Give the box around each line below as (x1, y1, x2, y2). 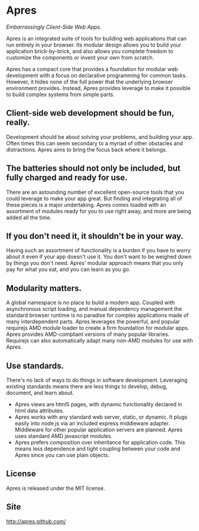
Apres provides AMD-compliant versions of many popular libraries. (6, 331, 170, 338)
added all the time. (6, 214, 52, 221)
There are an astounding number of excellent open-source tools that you (6, 189, 184, 196)
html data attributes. (14, 407, 64, 414)
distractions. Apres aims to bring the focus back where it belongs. (6, 146, 168, 153)
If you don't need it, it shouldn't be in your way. (6, 231, 184, 241)
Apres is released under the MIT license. (6, 484, 105, 492)
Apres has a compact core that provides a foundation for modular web (6, 65, 178, 72)
